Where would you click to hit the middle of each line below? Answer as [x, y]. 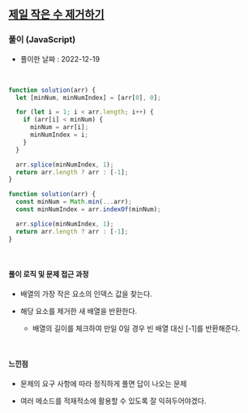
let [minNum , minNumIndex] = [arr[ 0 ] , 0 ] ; [88, 97]
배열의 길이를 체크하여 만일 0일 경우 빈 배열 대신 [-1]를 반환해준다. [136, 328]
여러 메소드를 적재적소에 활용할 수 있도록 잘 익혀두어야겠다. [113, 401]
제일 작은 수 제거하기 [56, 15]
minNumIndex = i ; [59, 135]
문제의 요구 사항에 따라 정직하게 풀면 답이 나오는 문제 [103, 383]
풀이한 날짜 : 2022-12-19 [60, 58]
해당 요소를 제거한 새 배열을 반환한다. [79, 311]
